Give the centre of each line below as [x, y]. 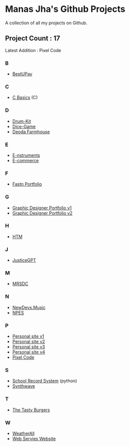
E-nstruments [26, 155]
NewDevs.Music [29, 307]
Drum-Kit [21, 121]
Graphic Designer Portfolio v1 [42, 208]
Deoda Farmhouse [31, 132]
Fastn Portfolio [27, 184]
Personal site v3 [29, 347]
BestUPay [22, 74]
